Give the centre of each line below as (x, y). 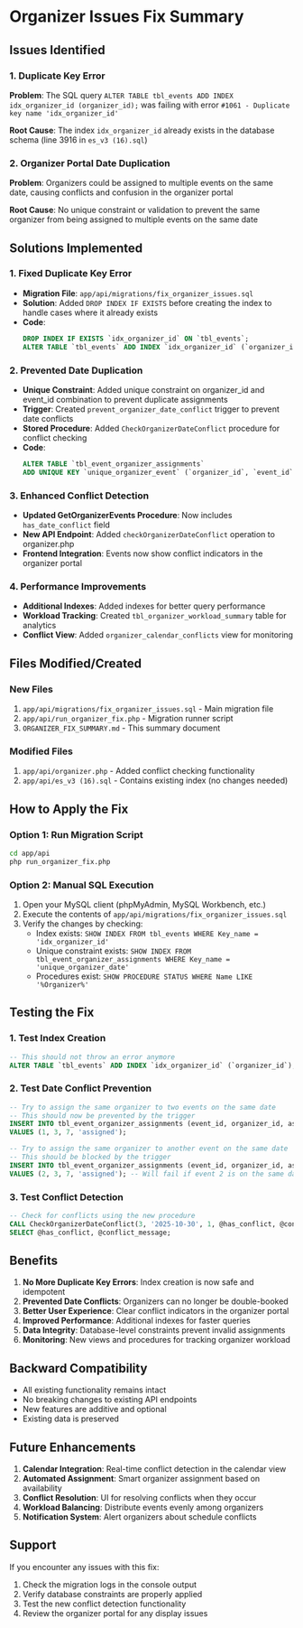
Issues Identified (57, 50)
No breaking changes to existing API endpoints (110, 1400)
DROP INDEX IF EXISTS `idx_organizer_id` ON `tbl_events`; (136, 339)
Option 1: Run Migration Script (77, 834)
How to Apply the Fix (69, 809)
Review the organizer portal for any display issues (115, 1613)
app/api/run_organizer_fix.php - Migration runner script (128, 718)
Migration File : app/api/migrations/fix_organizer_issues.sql (138, 293)
